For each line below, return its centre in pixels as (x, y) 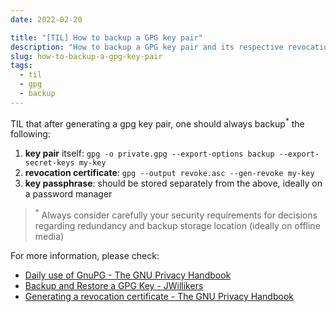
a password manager (68, 194)
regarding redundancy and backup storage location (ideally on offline (177, 226)
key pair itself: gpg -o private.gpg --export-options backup (149, 153)
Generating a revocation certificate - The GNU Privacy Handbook (159, 297)
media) (49, 237)
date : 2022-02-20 (46, 19)
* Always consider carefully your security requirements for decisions (176, 214)
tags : (21, 66)
